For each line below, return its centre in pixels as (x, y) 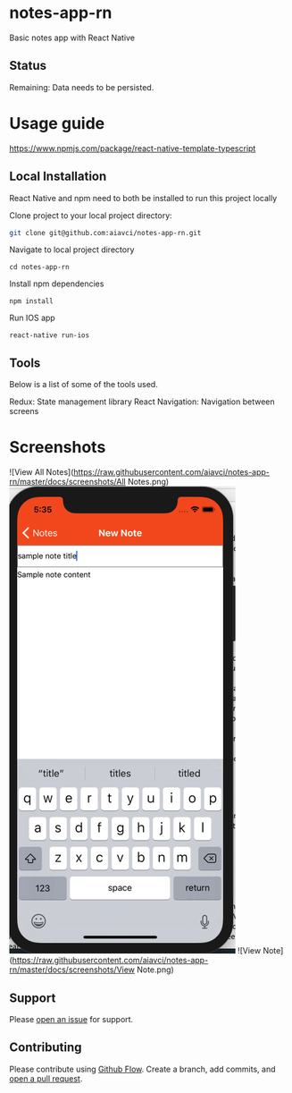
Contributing (46, 1048)
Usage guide (57, 123)
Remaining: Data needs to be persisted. (82, 87)
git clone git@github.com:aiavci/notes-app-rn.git (105, 233)
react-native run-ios (50, 335)
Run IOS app (32, 318)
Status (28, 66)
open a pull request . (46, 1078)
